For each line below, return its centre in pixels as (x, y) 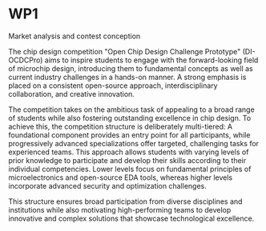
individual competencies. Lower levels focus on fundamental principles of (130, 169)
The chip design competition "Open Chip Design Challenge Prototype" (125, 51)
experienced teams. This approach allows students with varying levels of (129, 152)
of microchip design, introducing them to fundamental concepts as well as (131, 68)
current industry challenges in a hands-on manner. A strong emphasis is (127, 77)
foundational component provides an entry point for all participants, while (129, 135)
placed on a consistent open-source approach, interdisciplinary (113, 86)
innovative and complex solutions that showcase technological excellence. (131, 218)
